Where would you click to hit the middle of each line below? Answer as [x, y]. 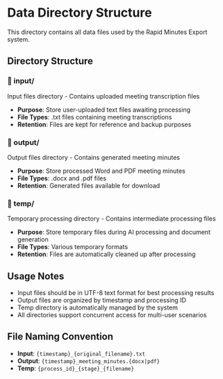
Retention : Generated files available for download [89, 185]
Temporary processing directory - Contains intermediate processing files [112, 219]
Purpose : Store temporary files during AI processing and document [114, 232]
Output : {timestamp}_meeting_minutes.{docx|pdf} [89, 361]
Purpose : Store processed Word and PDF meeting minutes [101, 171]
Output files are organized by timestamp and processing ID [101, 301]
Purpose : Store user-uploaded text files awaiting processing [104, 110]
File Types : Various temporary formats [73, 247]
